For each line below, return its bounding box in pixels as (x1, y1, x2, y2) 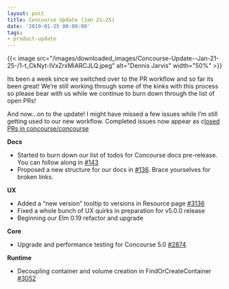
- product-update (7, 36, 57, 42)
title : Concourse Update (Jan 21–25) (7, 16, 115, 23)
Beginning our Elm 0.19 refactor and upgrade (16, 214, 144, 223)
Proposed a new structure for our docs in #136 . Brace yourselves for (16, 166, 211, 174)
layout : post (7, 10, 45, 17)
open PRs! (7, 97, 36, 105)
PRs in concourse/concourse (7, 125, 89, 133)
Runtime (7, 254, 32, 262)
